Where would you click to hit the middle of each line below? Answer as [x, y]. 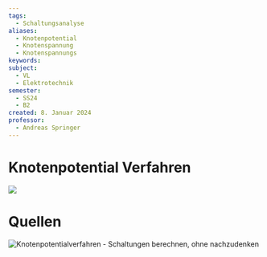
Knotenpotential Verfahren [100, 167]
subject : [23, 68]
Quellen [35, 221]
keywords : [25, 61]
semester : [25, 90]
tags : [17, 16]
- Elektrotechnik [45, 83]
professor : [27, 120]
